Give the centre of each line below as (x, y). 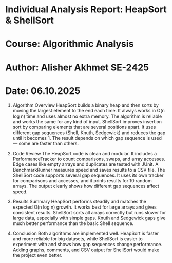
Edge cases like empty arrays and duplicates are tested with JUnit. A (85, 164)
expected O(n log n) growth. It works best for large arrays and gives (84, 207)
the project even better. (37, 255)
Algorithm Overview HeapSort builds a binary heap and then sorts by (86, 105)
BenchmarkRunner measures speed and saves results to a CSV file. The (89, 170)
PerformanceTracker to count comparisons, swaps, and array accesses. (89, 159)
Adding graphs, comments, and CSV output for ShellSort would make (86, 250)
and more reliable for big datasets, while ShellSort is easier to (78, 239)
